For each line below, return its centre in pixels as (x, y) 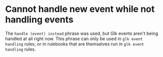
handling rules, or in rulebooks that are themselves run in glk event (74, 44)
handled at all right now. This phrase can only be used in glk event (74, 39)
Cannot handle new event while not (80, 9)
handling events (39, 20)
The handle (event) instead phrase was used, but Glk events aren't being (82, 33)
